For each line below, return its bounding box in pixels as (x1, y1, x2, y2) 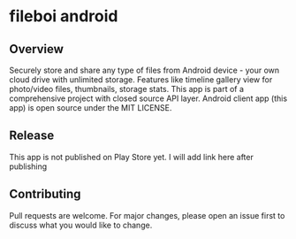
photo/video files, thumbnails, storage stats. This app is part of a (9, 84, 245, 94)
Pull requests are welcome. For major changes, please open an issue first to (9, 210, 285, 220)
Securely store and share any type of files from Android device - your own (9, 65, 280, 75)
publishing (9, 161, 48, 172)
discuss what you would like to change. (9, 220, 153, 230)
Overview (9, 42, 65, 57)
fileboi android (9, 6, 118, 27)
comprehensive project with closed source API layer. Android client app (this (9, 93, 288, 104)
